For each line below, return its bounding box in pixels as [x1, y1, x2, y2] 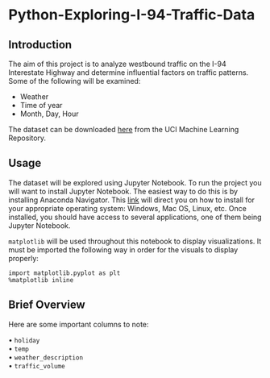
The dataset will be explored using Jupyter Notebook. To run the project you [8, 177, 262, 187]
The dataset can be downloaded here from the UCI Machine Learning [8, 125, 239, 134]
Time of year [19, 101, 63, 110]
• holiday [8, 334, 40, 344]
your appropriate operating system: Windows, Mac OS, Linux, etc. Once [8, 203, 247, 213]
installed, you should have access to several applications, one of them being [8, 212, 262, 222]
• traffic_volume [8, 360, 66, 370]
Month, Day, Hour [19, 109, 79, 118]
